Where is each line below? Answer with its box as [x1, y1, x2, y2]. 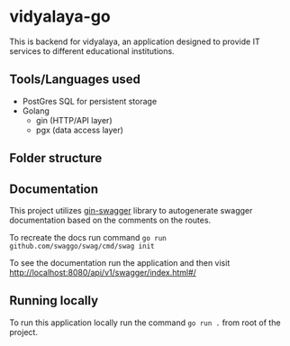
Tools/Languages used [9, 72, 141, 87]
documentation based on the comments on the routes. [9, 214, 212, 225]
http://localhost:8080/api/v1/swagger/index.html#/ [9, 267, 196, 278]
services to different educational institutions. [9, 45, 175, 56]
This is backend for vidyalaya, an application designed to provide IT [9, 36, 260, 47]
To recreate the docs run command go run [9, 232, 167, 242]
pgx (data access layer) [35, 124, 124, 135]
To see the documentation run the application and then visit [9, 257, 231, 268]
